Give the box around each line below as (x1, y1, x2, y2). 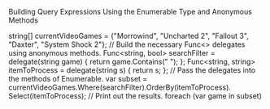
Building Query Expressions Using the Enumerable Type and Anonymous (8, 7, 252, 16)
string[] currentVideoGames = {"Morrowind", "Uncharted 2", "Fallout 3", (8, 31, 250, 40)
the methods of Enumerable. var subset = (8, 74, 148, 83)
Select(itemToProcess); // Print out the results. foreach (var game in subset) (8, 91, 263, 100)
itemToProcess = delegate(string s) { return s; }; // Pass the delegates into (8, 65, 256, 75)
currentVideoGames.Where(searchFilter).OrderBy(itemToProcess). (8, 82, 232, 92)
